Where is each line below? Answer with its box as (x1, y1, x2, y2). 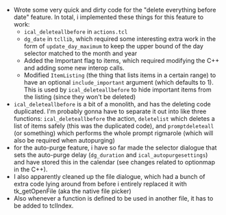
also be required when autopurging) (13, 137, 115, 144)
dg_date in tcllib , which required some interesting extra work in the (23, 35, 216, 43)
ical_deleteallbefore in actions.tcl (23, 27, 128, 35)
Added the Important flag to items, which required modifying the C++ (23, 57, 220, 64)
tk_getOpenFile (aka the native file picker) (13, 187, 131, 195)
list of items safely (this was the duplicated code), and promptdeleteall (13, 122, 214, 130)
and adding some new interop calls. (23, 64, 125, 72)
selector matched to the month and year (23, 49, 138, 57)
